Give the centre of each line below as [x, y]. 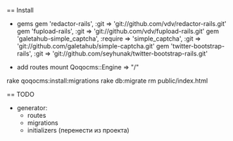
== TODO [20, 94]
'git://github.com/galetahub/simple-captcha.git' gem [93, 46]
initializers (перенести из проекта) [78, 130]
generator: [32, 108]
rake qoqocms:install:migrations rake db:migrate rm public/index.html [107, 81]
